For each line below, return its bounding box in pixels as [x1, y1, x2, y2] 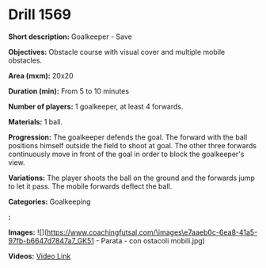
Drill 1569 [8, 6, 71, 24]
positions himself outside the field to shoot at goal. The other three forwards [8, 140, 257, 150]
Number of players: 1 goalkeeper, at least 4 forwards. [8, 101, 184, 111]
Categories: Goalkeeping [8, 197, 91, 206]
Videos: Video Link [8, 251, 71, 261]
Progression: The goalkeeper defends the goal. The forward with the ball [8, 132, 248, 142]
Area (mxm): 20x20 [8, 71, 74, 80]
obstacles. [8, 56, 42, 65]
